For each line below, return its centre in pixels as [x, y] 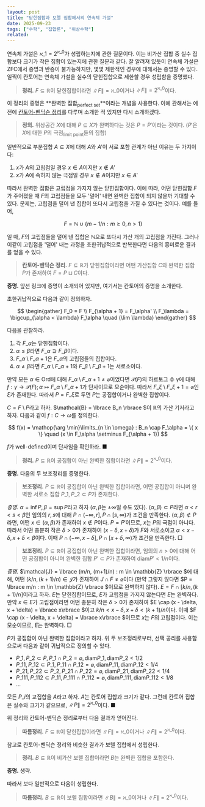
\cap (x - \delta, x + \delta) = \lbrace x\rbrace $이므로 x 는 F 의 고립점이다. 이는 [103, 617]
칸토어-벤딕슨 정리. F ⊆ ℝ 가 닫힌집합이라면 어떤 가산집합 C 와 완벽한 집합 [108, 265]
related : [18, 35]
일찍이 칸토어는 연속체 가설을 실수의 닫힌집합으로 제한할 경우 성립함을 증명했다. [101, 77]
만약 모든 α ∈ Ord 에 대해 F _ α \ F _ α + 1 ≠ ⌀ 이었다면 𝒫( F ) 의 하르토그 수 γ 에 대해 [101, 379]
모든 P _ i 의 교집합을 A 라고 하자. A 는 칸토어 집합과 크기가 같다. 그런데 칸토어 [95, 697]
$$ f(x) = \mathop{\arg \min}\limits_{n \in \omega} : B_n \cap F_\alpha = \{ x [103, 428]
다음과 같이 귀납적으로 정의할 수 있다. [67, 646]
